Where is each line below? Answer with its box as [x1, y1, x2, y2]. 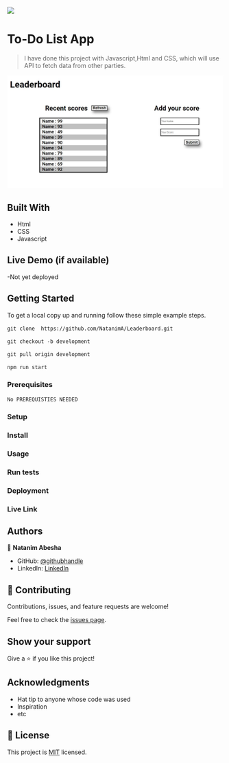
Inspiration [16, 702, 47, 711]
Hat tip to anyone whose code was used [16, 695, 131, 703]
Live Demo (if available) [7, 254, 110, 266]
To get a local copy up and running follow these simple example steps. [7, 311, 206, 319]
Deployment [7, 485, 49, 495]
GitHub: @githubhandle [16, 557, 84, 565]
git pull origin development [7, 351, 91, 357]
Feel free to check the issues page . [7, 616, 106, 624]
